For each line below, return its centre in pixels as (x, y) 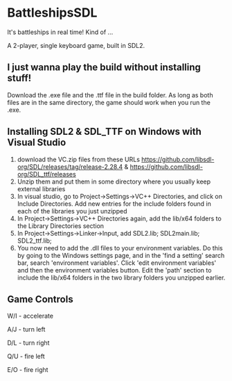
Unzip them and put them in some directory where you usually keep (114, 181)
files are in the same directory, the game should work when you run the (109, 102)
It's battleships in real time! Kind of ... (60, 32)
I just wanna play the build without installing (104, 67)
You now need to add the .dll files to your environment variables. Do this (120, 248)
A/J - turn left (26, 330)
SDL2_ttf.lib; (34, 241)
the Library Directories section (61, 226)
